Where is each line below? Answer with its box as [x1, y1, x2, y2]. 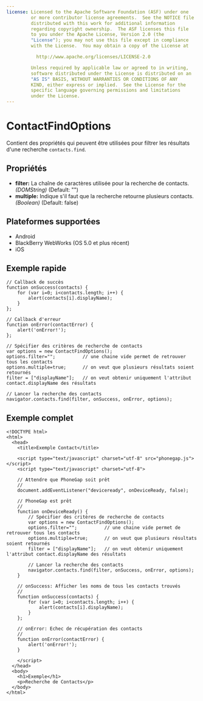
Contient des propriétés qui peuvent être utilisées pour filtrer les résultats [6, 139, 190, 147]
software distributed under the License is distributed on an [30, 71, 191, 77]
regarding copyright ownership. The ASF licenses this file [30, 26, 189, 32]
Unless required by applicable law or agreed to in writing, [30, 64, 189, 71]
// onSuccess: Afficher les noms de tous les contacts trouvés [17, 583, 181, 590]
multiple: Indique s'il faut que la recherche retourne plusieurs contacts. [15, 192, 194, 199]
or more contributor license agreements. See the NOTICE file [30, 15, 194, 21]
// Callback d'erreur [6, 317, 61, 323]
